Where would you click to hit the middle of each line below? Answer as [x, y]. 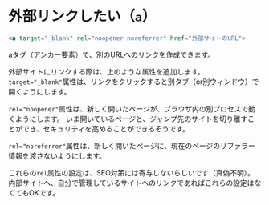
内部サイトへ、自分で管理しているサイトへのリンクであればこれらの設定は [131, 183]
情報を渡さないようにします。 [57, 155]
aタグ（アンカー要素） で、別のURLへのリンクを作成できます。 [112, 54]
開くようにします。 [40, 91]
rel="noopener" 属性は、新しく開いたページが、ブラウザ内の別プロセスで [128, 108]
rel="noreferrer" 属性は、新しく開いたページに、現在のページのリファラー [132, 146]
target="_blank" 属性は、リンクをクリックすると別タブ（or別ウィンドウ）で [134, 82]
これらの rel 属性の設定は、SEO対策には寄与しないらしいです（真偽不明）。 [132, 172]
